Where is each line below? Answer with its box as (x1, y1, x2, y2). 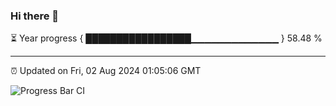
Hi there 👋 (10, 9, 60, 23)
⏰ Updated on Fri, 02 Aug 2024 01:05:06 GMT (10, 65, 202, 77)
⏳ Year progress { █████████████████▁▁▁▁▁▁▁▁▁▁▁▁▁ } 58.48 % (10, 32, 323, 44)
